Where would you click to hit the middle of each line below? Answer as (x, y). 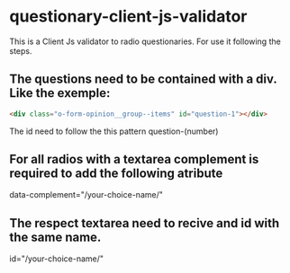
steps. (21, 50)
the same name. (55, 237)
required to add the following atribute (116, 174)
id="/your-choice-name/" (57, 259)
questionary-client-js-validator (128, 17)
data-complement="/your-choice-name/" (86, 195)
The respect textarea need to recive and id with (145, 223)
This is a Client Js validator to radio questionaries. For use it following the (145, 41)
